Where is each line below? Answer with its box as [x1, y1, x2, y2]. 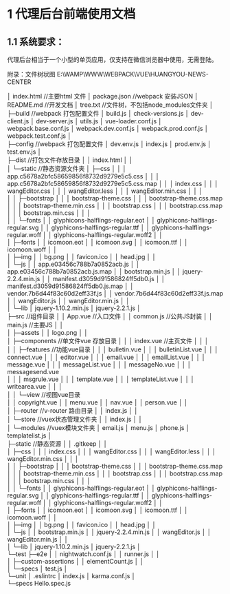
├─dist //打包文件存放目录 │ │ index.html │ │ [7, 156, 133, 164]
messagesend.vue [7, 368, 60, 376]
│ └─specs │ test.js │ [7, 564, 68, 573]
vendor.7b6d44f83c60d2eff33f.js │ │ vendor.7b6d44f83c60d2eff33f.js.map [7, 289, 224, 297]
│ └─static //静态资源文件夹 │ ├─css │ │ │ [7, 165, 127, 172]
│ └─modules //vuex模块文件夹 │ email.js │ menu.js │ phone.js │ [7, 424, 190, 431]
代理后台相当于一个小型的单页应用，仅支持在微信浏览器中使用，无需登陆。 [7, 56, 218, 63]
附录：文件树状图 [7, 70, 56, 78]
